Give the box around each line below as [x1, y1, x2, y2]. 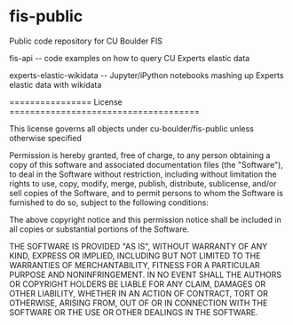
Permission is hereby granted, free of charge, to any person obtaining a [9, 149, 271, 161]
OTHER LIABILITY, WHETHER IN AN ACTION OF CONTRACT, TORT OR [9, 288, 268, 298]
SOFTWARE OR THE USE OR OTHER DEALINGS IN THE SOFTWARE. [9, 306, 258, 317]
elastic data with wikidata [9, 79, 102, 90]
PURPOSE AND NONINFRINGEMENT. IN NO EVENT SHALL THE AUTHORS [9, 269, 282, 280]
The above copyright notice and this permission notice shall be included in [9, 214, 281, 225]
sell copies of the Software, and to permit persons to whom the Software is [9, 187, 284, 198]
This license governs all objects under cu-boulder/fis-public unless [9, 123, 255, 134]
